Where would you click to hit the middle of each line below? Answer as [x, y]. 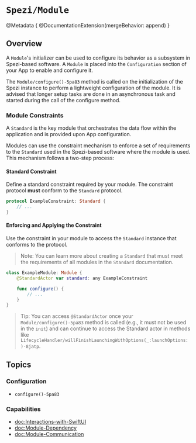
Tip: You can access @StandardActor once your [77, 316]
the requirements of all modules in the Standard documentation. [97, 262]
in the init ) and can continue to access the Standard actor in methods [105, 328]
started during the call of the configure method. [63, 100]
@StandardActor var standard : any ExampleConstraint [82, 278]
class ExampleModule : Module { [44, 273]
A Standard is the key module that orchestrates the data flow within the [91, 128]
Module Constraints [35, 115]
